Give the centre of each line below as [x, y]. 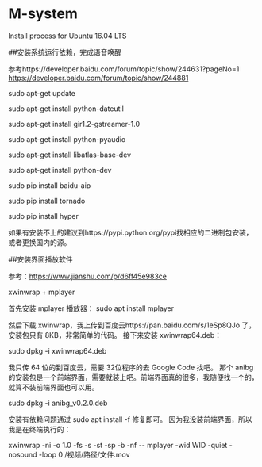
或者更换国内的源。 [40, 242]
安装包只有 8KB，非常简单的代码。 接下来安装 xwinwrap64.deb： [115, 335]
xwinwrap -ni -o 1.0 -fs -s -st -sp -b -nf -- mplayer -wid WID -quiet [118, 445]
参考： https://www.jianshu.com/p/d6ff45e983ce [87, 276]
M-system [43, 14]
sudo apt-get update [42, 93]
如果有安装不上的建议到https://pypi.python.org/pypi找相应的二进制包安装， [131, 232]
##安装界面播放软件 [40, 259]
